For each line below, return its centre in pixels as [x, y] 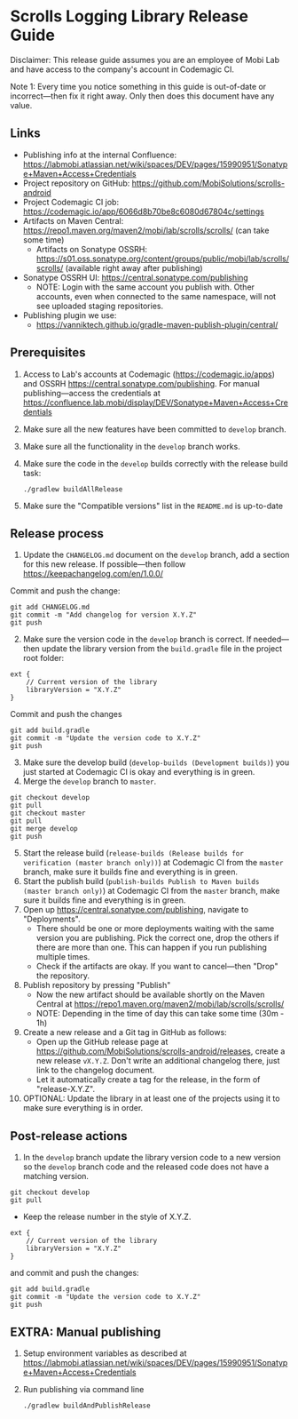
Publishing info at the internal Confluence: [99, 155]
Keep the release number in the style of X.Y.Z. [107, 1217]
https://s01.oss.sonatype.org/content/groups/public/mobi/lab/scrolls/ [163, 259]
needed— [271, 639]
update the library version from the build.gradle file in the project [162, 649]
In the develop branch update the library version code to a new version [152, 1158]
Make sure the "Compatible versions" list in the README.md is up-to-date [153, 506]
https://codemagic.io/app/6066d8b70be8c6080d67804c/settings [143, 211]
